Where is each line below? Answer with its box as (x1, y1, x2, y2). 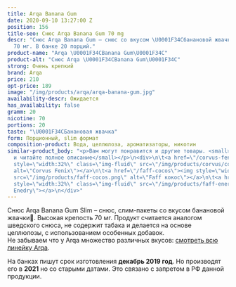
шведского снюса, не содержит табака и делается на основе (7, 221, 192, 229)
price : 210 (7, 75, 39, 83)
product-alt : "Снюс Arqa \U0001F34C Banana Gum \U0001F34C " (7, 56, 181, 63)
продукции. (7, 272, 42, 281)
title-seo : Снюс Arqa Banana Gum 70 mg (7, 30, 124, 37)
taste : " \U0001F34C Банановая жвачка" (7, 128, 118, 135)
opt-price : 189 (7, 82, 52, 89)
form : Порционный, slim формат (7, 134, 99, 141)
